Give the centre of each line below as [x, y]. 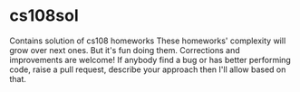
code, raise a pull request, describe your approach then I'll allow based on [148, 69]
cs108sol [44, 16]
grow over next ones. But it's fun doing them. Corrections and [125, 50]
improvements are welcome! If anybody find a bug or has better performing [150, 60]
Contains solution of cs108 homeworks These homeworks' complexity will [148, 41]
